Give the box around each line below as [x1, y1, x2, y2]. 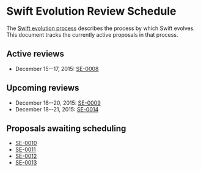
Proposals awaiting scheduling [6, 123, 126, 133]
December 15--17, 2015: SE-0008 [15, 65, 99, 72]
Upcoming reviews [6, 83, 79, 93]
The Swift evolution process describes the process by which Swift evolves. [6, 24, 196, 32]
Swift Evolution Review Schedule [6, 4, 177, 18]
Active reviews [6, 49, 64, 59]
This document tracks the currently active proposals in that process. [6, 31, 178, 38]
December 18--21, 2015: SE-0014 [15, 105, 99, 113]
